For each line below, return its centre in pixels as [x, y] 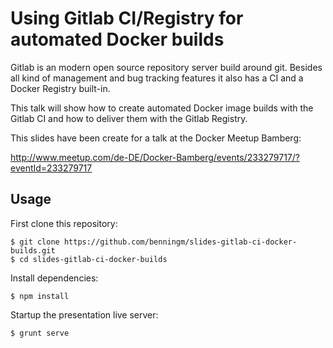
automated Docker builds [117, 39]
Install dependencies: [54, 278]
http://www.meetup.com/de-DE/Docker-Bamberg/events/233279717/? [155, 157]
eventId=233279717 [51, 168]
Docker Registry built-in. [60, 88]
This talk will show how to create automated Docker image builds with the [162, 108]
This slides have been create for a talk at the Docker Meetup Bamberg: [156, 138]
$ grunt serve [40, 333]
